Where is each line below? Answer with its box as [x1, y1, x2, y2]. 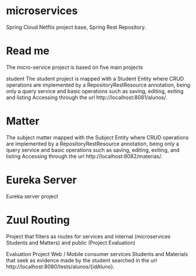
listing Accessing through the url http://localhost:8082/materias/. [6, 152, 163, 159]
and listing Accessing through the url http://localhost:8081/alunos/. [6, 94, 167, 101]
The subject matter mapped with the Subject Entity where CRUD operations [6, 134, 189, 141]
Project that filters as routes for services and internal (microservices [6, 232, 171, 240]
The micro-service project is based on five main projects [6, 64, 143, 71]
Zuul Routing [6, 213, 70, 227]
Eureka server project [6, 192, 59, 199]
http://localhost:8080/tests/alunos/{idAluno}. [6, 263, 115, 270]
